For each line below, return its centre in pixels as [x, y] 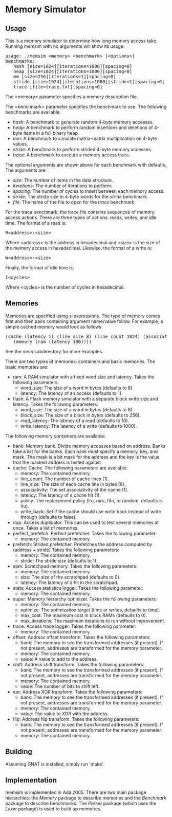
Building [19, 752]
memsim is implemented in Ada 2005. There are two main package [76, 792]
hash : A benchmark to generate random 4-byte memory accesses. [83, 122]
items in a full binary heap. [51, 133]
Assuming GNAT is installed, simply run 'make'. [55, 764]
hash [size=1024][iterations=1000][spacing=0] [73, 66]
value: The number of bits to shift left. [60, 686]
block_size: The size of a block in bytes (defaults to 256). [81, 415]
